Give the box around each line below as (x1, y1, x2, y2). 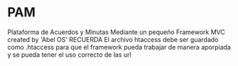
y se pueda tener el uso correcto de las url (7, 50, 131, 59)
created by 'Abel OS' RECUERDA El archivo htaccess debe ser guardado (7, 35, 219, 43)
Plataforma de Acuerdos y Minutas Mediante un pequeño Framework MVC (7, 28, 225, 36)
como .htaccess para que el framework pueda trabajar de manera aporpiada (7, 43, 231, 51)
